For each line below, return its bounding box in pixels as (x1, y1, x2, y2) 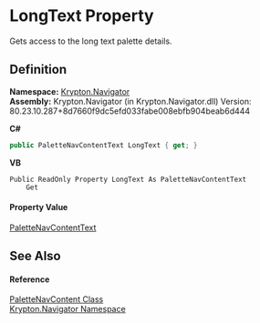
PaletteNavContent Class (9, 294, 104, 305)
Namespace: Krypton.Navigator (9, 86, 130, 96)
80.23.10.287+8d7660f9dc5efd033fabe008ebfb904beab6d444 (9, 106, 251, 116)
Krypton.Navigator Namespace (9, 304, 126, 315)
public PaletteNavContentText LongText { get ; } (9, 140, 198, 150)
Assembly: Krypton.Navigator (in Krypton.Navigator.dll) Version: (9, 96, 252, 106)
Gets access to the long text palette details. (9, 35, 172, 46)
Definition (9, 62, 67, 77)
